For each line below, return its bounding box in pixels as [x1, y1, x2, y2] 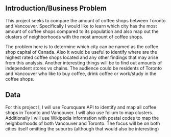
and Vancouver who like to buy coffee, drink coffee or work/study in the [5, 71, 157, 77]
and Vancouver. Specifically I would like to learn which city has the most [5, 23, 157, 29]
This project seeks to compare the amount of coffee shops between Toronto [5, 17, 166, 23]
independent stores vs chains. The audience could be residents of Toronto [5, 65, 162, 71]
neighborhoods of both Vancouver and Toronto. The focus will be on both [5, 120, 160, 126]
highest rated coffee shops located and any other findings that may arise [5, 54, 158, 60]
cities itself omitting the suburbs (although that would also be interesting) [5, 125, 159, 131]
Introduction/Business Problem [5, 4, 107, 13]
